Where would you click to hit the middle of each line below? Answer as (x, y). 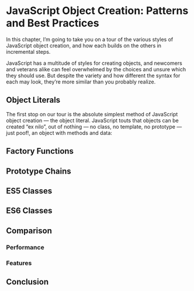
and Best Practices (53, 23)
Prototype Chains (39, 171)
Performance (25, 247)
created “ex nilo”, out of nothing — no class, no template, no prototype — (94, 126)
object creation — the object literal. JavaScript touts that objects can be (93, 120)
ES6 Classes (29, 211)
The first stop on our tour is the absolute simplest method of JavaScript (92, 114)
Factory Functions (40, 151)
